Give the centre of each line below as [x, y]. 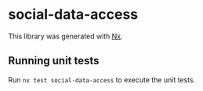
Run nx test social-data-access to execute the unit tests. [102, 79]
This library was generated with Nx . [65, 36]
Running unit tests [54, 61]
